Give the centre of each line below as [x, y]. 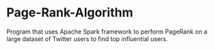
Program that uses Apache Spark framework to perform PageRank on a [107, 32]
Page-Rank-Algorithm [70, 13]
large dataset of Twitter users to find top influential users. [87, 38]
